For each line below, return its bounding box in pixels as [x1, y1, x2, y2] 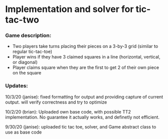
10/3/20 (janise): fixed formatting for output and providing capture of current [5, 93, 163, 99]
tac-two [5, 14, 39, 25]
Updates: [5, 82, 29, 89]
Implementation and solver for [5, 3, 134, 15]
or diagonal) [12, 59, 38, 65]
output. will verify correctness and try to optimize [5, 99, 107, 105]
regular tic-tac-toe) [12, 48, 53, 54]
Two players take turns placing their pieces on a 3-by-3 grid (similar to [12, 43, 158, 49]
